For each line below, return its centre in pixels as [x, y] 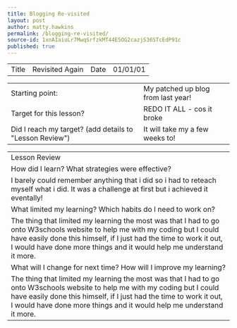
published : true [31, 46]
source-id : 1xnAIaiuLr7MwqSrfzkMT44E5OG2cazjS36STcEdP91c [94, 40]
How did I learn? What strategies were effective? [91, 169]
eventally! [27, 198]
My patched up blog [177, 89]
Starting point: [34, 93]
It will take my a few [176, 129]
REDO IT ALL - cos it [178, 109]
